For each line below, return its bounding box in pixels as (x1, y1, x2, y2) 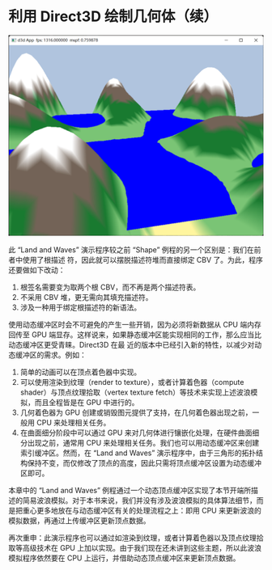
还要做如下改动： (8, 264, 66, 275)
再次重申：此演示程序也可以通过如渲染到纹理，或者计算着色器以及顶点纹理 (8, 533, 257, 543)
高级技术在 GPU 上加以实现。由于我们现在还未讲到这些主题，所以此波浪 (22, 543, 261, 552)
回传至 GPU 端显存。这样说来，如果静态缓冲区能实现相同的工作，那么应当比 (8, 329, 261, 340)
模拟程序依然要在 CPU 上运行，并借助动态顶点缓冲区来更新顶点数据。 (8, 553, 240, 563)
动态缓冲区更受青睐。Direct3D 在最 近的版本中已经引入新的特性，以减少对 (8, 340, 255, 349)
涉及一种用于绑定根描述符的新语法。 (19, 302, 142, 312)
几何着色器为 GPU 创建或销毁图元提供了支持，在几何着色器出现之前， (19, 407, 253, 417)
